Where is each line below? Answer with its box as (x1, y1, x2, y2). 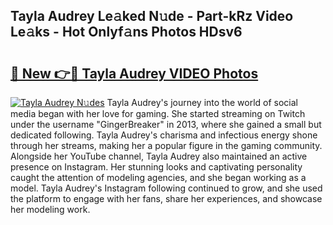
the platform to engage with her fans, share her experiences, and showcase (10, 193, 323, 204)
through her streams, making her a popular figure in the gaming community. (10, 140, 323, 151)
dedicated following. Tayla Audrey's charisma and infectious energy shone (10, 129, 318, 141)
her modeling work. (10, 204, 91, 215)
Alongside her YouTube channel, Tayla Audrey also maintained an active (10, 150, 308, 162)
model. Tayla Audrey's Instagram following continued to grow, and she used (10, 182, 323, 194)
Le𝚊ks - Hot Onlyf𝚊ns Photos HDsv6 (10, 24, 243, 41)
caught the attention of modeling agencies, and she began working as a (10, 172, 307, 183)
